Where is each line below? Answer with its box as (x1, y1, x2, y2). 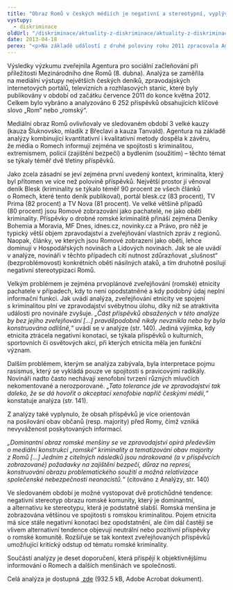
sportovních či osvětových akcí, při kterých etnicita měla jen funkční (7, 339, 202, 346)
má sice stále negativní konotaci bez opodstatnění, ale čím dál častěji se (7, 518, 214, 526)
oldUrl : (7, 29, 30, 37)
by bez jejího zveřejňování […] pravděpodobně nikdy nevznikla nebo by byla (7, 317, 225, 324)
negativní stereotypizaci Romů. (7, 266, 96, 274)
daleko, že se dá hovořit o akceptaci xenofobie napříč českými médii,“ (7, 389, 209, 397)
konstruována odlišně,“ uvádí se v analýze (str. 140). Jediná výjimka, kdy (7, 324, 216, 332)
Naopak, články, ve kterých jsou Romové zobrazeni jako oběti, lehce (7, 237, 202, 244)
